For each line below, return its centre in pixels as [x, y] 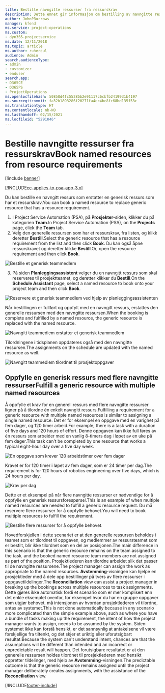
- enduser [15, 74]
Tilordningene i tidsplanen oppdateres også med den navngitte [69, 342]
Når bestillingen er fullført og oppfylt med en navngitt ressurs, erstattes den [82, 307]
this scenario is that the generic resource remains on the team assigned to [80, 550]
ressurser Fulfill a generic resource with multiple [80, 385]
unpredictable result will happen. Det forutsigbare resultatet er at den [75, 650]
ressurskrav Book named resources [78, 154]
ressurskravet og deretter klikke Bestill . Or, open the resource [74, 248]
